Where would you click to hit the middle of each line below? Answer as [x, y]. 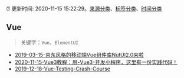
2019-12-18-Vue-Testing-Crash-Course [63, 69]
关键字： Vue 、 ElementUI [49, 42]
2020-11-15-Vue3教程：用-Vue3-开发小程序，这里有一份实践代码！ [96, 62]
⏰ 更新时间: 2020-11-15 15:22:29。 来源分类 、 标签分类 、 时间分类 [84, 9]
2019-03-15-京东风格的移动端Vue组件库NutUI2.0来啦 [79, 55]
